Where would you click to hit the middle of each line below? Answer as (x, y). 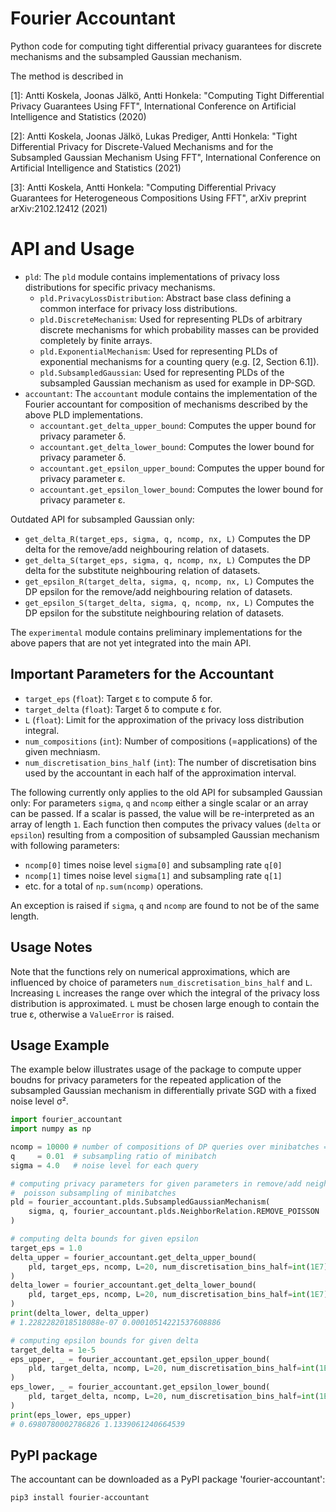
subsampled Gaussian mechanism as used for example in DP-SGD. (177, 383)
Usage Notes (51, 947)
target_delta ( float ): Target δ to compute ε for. (123, 709)
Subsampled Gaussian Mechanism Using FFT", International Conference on (166, 157)
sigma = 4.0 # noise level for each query (104, 1165)
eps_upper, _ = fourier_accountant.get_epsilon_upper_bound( (140, 1359)
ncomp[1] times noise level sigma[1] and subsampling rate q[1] (153, 875)
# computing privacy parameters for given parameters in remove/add (156, 1183)
